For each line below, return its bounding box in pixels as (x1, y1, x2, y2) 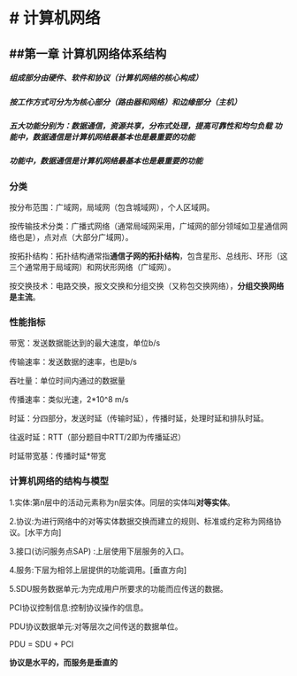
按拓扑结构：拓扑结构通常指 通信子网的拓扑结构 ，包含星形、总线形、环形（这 (9, 251, 288, 261)
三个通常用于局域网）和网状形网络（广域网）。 (9, 262, 176, 273)
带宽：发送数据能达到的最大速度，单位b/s (9, 338, 161, 348)
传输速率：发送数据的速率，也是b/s (9, 356, 138, 368)
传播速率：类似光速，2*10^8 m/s (9, 394, 129, 405)
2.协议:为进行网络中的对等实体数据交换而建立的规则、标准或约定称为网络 (9, 516, 274, 526)
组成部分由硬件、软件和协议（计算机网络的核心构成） (9, 73, 203, 83)
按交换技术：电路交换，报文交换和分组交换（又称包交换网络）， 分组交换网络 (9, 281, 285, 291)
